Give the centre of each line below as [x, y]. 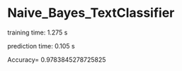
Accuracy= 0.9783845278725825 [57, 59]
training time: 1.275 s [38, 32]
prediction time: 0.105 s [41, 46]
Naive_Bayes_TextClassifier [91, 13]
